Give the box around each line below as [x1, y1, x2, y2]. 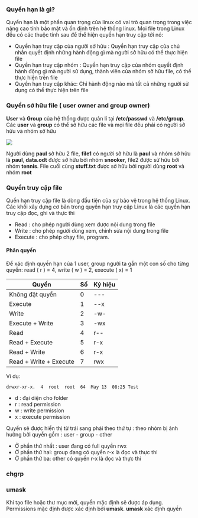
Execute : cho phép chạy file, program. [14, 233, 109, 240]
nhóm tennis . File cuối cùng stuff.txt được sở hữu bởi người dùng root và [6, 162, 185, 170]
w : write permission [14, 407, 64, 414]
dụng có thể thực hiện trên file [14, 87, 89, 94]
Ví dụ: [6, 373, 21, 380]
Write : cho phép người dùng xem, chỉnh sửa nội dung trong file [14, 227, 169, 234]
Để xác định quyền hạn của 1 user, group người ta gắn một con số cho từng [6, 260, 189, 268]
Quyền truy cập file [6, 183, 63, 191]
